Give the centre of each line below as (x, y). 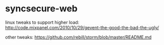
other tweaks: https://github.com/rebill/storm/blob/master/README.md (78, 37)
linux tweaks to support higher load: (42, 22)
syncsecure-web (41, 9)
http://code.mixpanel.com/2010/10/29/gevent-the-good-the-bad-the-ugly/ (82, 27)
